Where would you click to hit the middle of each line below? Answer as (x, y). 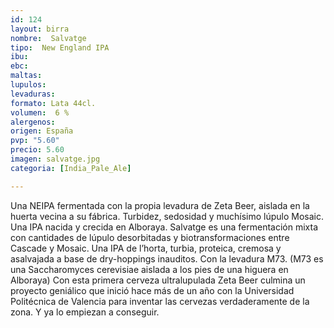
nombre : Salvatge (48, 38)
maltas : (26, 76)
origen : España (42, 131)
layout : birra (40, 29)
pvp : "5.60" (35, 141)
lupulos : (28, 85)
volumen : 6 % (40, 112)
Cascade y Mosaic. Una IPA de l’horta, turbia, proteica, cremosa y (146, 248)
